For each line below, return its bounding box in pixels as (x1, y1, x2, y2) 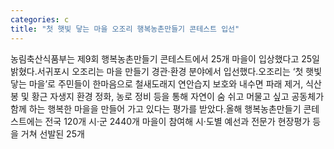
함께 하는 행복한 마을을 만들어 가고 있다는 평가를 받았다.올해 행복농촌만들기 (10, 102, 302, 115)
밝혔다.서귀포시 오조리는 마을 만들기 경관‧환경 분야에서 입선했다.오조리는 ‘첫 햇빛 (10, 65, 323, 77)
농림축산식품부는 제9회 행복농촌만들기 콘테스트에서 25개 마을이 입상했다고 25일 (10, 52, 320, 65)
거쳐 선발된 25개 (20, 127, 85, 140)
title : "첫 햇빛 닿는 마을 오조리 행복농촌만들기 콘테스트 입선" (10, 24, 240, 34)
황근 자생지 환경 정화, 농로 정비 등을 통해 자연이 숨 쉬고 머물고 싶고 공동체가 (31, 90, 325, 102)
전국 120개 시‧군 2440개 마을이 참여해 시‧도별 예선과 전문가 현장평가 (44, 115, 311, 127)
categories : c (10, 14, 70, 25)
